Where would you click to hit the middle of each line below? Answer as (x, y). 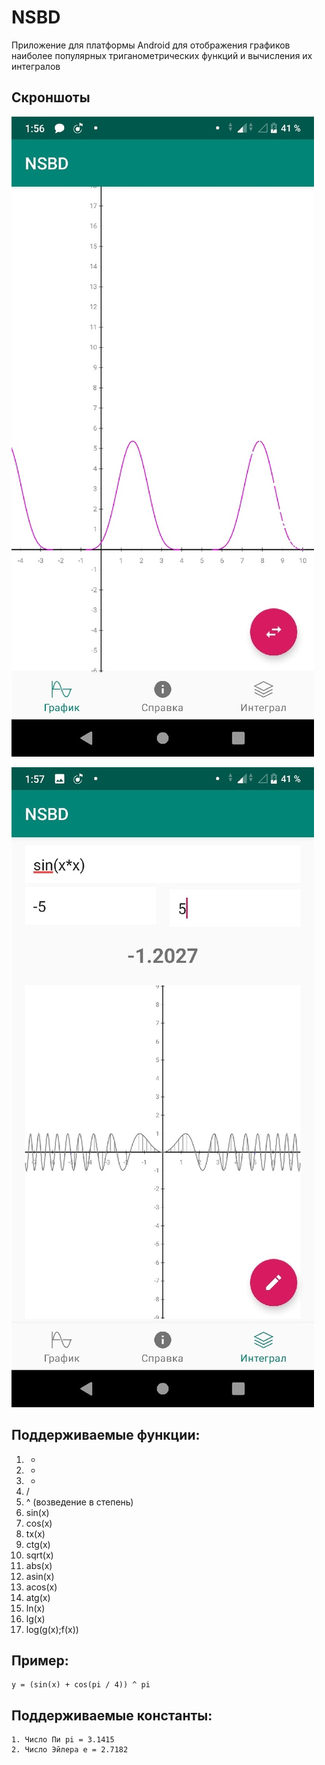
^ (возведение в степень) (79, 1502)
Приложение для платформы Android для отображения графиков (151, 45)
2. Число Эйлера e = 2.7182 (70, 1750)
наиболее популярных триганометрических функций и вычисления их (162, 55)
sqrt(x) (39, 1555)
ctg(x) (38, 1544)
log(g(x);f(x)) (52, 1629)
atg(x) (38, 1597)
